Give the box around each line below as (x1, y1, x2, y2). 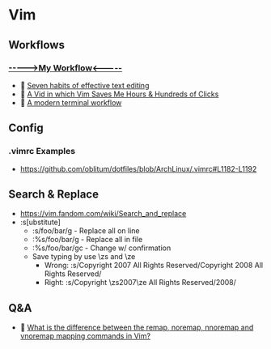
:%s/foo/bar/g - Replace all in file (32, 235, 143, 245)
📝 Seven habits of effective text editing (19, 80, 150, 90)
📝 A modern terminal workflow (19, 97, 122, 107)
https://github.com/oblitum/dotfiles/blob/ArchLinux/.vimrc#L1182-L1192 (19, 164, 257, 173)
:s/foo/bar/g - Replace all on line (32, 226, 140, 236)
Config (8, 121, 44, 135)
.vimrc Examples (8, 146, 75, 157)
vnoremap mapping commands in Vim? (19, 331, 151, 341)
